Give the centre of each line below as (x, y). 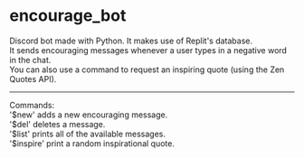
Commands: (32, 105)
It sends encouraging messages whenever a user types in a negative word (148, 50)
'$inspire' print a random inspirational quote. (92, 143)
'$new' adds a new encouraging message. (89, 115)
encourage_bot (68, 16)
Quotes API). (33, 79)
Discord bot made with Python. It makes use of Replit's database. (131, 41)
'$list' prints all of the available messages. (87, 134)
